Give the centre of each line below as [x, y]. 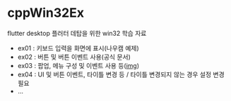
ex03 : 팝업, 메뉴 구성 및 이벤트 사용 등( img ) [78, 65]
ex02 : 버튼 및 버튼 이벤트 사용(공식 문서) [74, 57]
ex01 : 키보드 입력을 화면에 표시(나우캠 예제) [78, 48]
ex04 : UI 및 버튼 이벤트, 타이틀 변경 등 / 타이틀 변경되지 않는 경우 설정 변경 [121, 74]
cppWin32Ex [46, 13]
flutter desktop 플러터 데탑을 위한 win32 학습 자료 [77, 33]
